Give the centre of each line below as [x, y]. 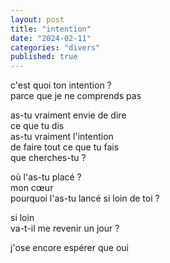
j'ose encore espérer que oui [69, 248]
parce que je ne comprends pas [76, 96]
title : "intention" [51, 29]
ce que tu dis [37, 126]
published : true [44, 57]
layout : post [37, 19]
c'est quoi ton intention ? [61, 85]
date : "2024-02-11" [51, 38]
